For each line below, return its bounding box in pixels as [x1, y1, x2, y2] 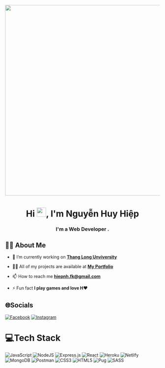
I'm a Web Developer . [55, 226, 110, 233]
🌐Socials [5, 301, 33, 309]
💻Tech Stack [5, 332, 61, 343]
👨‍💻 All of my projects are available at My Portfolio [12, 263, 113, 269]
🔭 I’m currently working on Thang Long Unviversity [12, 254, 117, 260]
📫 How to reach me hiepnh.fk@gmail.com [12, 273, 101, 279]
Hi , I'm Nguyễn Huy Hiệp [26, 208, 139, 219]
